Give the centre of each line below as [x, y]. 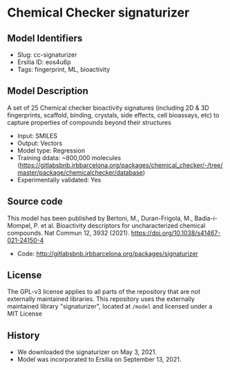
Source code [35, 202]
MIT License [25, 314]
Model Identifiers [45, 38]
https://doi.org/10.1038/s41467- [176, 233]
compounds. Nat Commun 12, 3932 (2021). [68, 233]
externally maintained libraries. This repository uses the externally [101, 299]
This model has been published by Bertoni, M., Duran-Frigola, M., [100, 218]
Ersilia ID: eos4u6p [44, 62]
